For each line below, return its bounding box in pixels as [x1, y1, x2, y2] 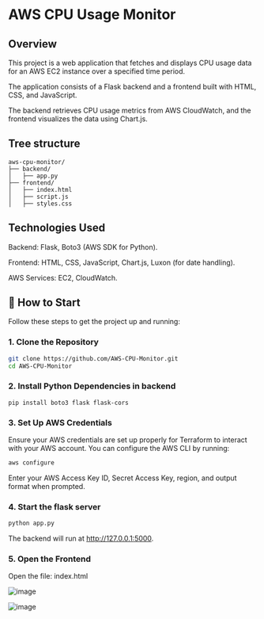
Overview [8, 37, 58, 51]
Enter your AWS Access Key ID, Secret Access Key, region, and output [8, 473, 237, 483]
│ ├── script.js [8, 193, 69, 201]
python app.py [8, 519, 55, 528]
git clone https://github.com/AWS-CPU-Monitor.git [8, 354, 179, 362]
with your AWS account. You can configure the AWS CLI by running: [8, 444, 230, 453]
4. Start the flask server [8, 501, 101, 512]
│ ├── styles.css [8, 200, 73, 208]
